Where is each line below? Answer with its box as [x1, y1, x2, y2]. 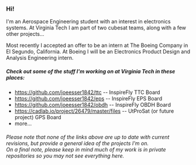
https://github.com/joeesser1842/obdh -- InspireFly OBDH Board [14, 102, 171, 109]
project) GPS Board [14, 114, 61, 121]
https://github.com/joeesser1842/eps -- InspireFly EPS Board [14, 95, 163, 102]
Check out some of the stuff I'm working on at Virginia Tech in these [6, 68, 176, 75]
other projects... [6, 31, 45, 38]
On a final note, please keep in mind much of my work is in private [6, 146, 166, 153]
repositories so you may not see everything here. [6, 152, 125, 159]
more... [14, 120, 32, 127]
